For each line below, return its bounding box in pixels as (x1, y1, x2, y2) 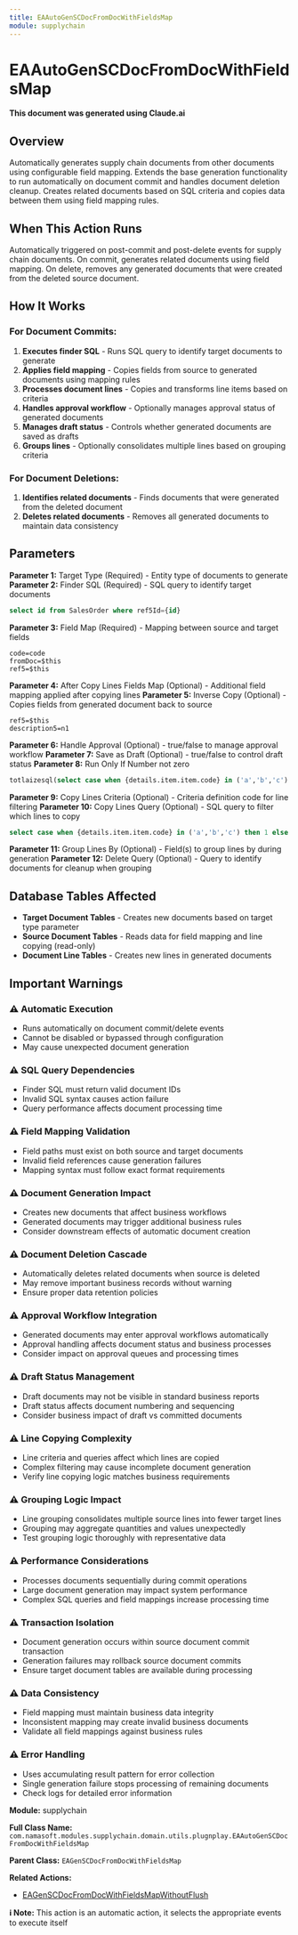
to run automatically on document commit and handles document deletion (9, 176, 280, 187)
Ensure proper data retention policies (21, 1287, 158, 1298)
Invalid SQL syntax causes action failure (21, 1094, 169, 1105)
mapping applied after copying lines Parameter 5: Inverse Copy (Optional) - (9, 689, 286, 700)
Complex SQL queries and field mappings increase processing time (21, 1594, 270, 1605)
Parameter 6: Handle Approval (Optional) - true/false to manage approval (9, 740, 278, 750)
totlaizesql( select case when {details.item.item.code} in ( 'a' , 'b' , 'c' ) (9, 775, 289, 784)
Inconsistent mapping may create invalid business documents (21, 1717, 249, 1728)
